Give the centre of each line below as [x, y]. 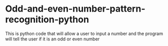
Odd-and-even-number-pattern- [75, 9]
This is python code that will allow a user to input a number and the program [84, 33]
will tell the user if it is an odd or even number [52, 39]
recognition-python [47, 19]
